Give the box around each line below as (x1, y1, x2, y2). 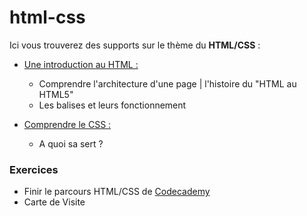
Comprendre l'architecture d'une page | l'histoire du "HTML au (38, 77, 297, 90)
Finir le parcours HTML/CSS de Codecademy (23, 186, 211, 198)
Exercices (9, 162, 59, 176)
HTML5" (38, 88, 74, 100)
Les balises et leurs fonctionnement (38, 99, 187, 111)
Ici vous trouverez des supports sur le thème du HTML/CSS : (9, 39, 261, 51)
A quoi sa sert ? (38, 137, 104, 150)
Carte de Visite (23, 196, 86, 208)
